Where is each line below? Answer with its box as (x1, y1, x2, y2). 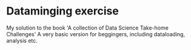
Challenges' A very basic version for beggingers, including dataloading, (6, 30, 186, 37)
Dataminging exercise (6, 4, 119, 18)
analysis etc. (6, 37, 38, 44)
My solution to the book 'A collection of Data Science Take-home (6, 24, 169, 31)
